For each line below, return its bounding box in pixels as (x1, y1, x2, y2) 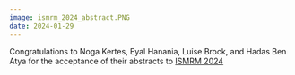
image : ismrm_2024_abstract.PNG (9, 12, 130, 22)
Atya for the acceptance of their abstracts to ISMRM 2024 (9, 55, 224, 66)
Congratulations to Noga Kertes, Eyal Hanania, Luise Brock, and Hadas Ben (9, 46, 287, 56)
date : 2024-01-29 (9, 21, 74, 30)
